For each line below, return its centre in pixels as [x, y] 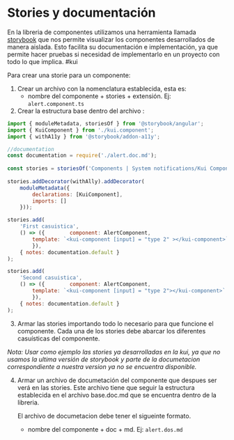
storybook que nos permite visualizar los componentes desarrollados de [111, 39]
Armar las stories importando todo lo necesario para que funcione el [115, 323]
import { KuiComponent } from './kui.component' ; [81, 130]
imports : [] [50, 201]
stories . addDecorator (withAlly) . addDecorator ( [76, 181]
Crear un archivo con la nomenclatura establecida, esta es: [102, 88]
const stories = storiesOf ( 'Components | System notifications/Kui [107, 168]
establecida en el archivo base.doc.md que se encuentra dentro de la [117, 395]
